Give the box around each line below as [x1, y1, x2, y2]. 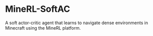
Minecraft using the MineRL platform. [5, 25, 81, 31]
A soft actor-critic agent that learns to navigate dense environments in [5, 20, 149, 26]
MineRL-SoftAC [5, 3, 70, 15]
